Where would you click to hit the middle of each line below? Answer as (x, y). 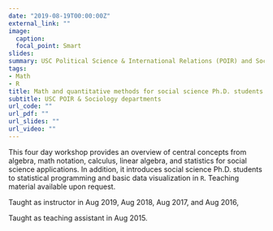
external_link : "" (39, 24)
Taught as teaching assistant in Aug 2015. (78, 218)
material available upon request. (62, 186)
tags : (17, 69)
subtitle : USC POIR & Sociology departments (85, 99)
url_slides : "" (34, 122)
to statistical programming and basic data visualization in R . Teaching (124, 178)
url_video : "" (32, 129)
